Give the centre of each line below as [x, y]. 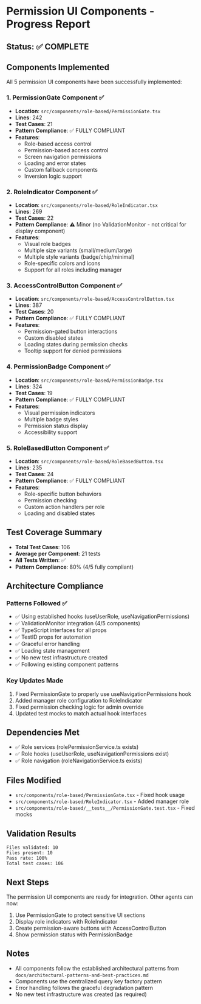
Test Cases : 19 [34, 393]
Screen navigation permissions [63, 156]
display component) [40, 231]
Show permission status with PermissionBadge [74, 934]
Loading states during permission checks [76, 345]
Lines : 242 [29, 118]
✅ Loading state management [52, 651]
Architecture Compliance [55, 586]
